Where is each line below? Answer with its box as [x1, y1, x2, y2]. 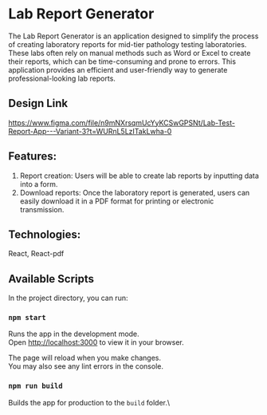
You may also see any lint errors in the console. [8, 362, 163, 371]
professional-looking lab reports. [8, 73, 116, 83]
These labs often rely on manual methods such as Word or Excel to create [8, 48, 251, 57]
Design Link [8, 97, 69, 110]
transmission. [19, 204, 65, 214]
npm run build [8, 381, 63, 391]
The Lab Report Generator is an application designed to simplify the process [8, 31, 259, 41]
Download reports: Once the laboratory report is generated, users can [19, 188, 250, 197]
